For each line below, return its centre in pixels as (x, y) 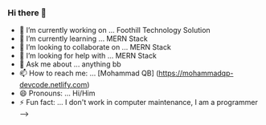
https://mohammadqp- (196, 73)
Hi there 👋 (27, 13)
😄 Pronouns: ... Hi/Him (57, 93)
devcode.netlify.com (53, 85)
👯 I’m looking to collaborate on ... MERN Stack (95, 47)
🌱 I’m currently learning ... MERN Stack (83, 38)
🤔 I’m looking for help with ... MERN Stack (88, 56)
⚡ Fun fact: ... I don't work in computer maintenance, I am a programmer (138, 103)
